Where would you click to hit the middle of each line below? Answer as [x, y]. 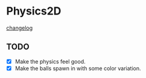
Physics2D [34, 11]
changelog [20, 28]
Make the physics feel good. [50, 61]
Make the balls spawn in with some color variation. [78, 68]
